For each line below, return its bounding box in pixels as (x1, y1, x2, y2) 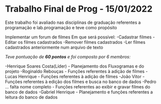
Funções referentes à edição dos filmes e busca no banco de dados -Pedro (5, 79, 157, 85)
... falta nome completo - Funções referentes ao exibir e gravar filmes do (5, 84, 151, 89)
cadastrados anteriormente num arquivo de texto (5, 44, 104, 50)
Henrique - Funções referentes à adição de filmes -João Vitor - (18, 73, 145, 79)
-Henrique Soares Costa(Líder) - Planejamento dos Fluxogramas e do (5, 63, 144, 69)
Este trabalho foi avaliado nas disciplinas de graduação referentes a (5, 19, 141, 25)
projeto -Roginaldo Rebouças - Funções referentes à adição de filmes (5, 68, 145, 74)
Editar (5, 39, 17, 45)
